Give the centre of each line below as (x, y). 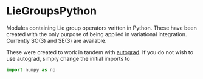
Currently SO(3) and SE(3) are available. (57, 40)
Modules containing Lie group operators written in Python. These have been (102, 28)
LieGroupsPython (52, 11)
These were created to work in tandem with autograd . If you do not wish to (100, 52)
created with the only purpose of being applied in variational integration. (97, 34)
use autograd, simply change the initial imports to (68, 58)
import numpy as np (31, 70)
